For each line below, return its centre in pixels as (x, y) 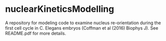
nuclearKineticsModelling (60, 9)
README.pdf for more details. (36, 33)
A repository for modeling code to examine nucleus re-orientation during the (83, 23)
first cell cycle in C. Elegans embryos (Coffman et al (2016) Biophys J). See (82, 28)
